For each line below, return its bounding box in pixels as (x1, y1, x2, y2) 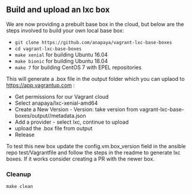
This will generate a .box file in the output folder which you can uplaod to (6, 75, 185, 82)
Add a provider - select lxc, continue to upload (14, 118, 129, 126)
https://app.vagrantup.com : (6, 82, 75, 89)
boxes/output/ (14, 112, 50, 119)
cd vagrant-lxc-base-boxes (14, 46, 82, 52)
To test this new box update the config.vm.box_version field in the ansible (6, 142, 186, 149)
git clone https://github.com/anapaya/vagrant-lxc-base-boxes (14, 39, 172, 45)
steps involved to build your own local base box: (6, 27, 124, 34)
